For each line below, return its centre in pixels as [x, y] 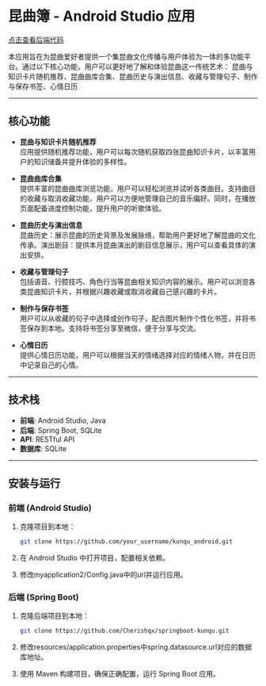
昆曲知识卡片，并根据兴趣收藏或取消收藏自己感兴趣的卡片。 [124, 291]
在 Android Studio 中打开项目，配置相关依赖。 [95, 558]
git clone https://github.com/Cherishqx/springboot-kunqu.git [124, 631]
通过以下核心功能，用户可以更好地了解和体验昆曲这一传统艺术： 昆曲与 [137, 66]
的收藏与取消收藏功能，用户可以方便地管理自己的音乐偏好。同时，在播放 [137, 198]
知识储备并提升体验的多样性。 [82, 161]
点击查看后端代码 [36, 40]
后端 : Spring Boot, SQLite [61, 430]
